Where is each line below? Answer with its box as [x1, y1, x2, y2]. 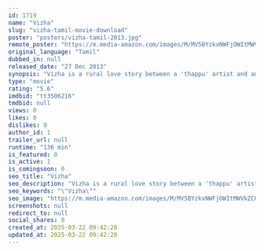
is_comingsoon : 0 [8, 165, 65, 173]
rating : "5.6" [8, 84, 55, 93]
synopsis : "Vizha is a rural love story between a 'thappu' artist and [8, 70, 247, 78]
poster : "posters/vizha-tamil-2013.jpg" [8, 33, 143, 42]
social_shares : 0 [8, 216, 65, 224]
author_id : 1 [8, 128, 51, 136]
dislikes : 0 [8, 121, 47, 129]
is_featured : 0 [8, 150, 58, 158]
